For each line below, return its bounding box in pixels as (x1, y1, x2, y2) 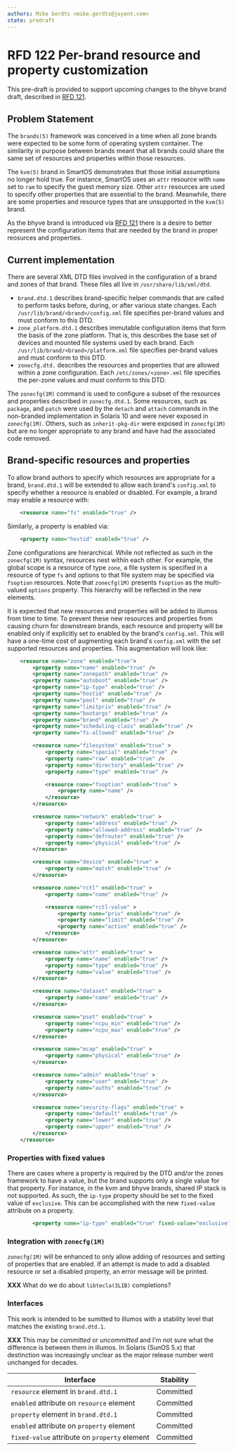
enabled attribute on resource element (11, 1398, 136, 1407)
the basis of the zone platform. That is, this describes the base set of (17, 331, 217, 339)
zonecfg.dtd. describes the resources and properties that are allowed (17, 361, 220, 370)
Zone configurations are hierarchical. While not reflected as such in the (7, 548, 213, 557)
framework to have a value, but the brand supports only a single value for (7, 1176, 220, 1185)
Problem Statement (7, 113, 94, 125)
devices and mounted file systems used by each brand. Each (17, 339, 195, 347)
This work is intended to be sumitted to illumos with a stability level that (7, 1315, 214, 1323)
